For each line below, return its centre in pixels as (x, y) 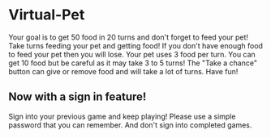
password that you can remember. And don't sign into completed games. (130, 125)
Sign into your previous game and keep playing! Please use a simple (122, 116)
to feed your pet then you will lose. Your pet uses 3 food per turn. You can (132, 54)
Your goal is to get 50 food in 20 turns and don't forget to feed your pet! (129, 37)
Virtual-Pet (47, 15)
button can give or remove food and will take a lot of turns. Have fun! (123, 71)
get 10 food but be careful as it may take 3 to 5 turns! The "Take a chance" (133, 63)
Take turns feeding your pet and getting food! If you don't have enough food (136, 45)
